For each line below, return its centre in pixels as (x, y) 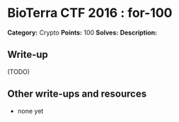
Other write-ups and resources (77, 94)
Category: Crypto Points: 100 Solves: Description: (82, 32)
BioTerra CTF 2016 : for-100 (90, 13)
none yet (30, 111)
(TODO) (19, 71)
